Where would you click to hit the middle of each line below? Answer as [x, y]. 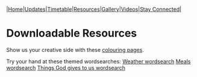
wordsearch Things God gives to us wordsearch [66, 67]
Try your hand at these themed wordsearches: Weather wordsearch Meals [98, 61]
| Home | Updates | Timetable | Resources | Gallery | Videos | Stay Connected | [94, 9]
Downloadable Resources [72, 33]
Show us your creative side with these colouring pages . [75, 50]
